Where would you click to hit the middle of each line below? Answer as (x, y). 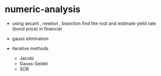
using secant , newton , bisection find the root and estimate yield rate (84, 23)
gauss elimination (30, 39)
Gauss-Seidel (34, 63)
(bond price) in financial (37, 28)
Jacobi (26, 58)
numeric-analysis (43, 9)
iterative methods (30, 48)
